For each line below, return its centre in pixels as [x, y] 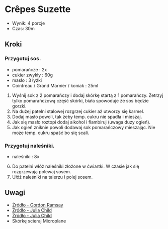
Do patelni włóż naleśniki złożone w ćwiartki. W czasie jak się [75, 166]
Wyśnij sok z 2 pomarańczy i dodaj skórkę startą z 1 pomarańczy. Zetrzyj [88, 95]
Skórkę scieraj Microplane [39, 221]
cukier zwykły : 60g [32, 75]
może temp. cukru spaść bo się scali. [51, 133]
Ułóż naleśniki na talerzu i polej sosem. [52, 177]
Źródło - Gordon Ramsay [37, 205]
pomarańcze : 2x [29, 69]
